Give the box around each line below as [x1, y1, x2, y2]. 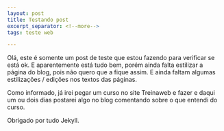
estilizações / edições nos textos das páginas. [7, 76, 137, 84]
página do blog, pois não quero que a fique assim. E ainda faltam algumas [7, 68, 216, 76]
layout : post [7, 10, 45, 17]
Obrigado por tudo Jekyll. [7, 117, 79, 125]
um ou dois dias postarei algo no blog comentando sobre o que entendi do [7, 96, 218, 104]
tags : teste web [7, 29, 53, 36]
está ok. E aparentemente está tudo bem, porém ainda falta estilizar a [7, 61, 203, 69]
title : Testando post [7, 16, 69, 23]
